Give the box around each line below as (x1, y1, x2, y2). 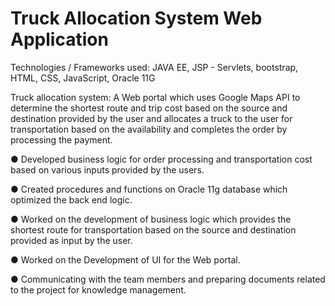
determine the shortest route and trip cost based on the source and (10, 102, 288, 114)
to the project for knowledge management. (10, 283, 187, 296)
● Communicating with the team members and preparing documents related (10, 273, 326, 285)
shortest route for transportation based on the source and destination (10, 223, 297, 236)
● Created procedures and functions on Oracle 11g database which (10, 183, 288, 195)
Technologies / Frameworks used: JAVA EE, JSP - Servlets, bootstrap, (10, 61, 299, 73)
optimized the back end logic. (10, 193, 133, 206)
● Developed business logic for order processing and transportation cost (10, 153, 313, 165)
